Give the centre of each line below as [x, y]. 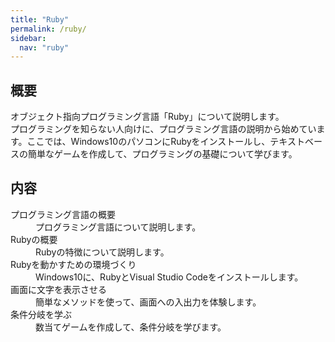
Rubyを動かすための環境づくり [73, 264]
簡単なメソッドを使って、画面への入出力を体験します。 [148, 302]
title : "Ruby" [40, 19]
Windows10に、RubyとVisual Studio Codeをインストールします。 [169, 277]
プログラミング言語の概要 [63, 214]
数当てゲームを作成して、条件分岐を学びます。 [131, 327]
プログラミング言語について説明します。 [118, 227]
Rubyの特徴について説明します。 [102, 252]
